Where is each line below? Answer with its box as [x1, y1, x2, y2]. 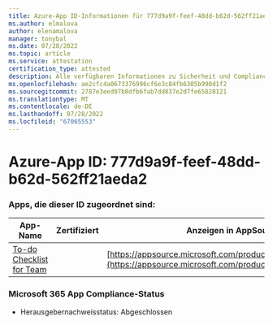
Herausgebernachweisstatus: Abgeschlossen [19, 306, 173, 317]
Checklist [12, 253, 49, 265]
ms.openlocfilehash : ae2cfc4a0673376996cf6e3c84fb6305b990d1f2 [8, 80, 227, 88]
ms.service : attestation [8, 58, 93, 66]
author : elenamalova [8, 27, 79, 35]
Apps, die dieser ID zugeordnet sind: [8, 198, 156, 210]
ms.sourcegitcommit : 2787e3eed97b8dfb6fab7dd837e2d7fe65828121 [8, 87, 227, 96]
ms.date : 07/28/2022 [8, 42, 79, 50]
